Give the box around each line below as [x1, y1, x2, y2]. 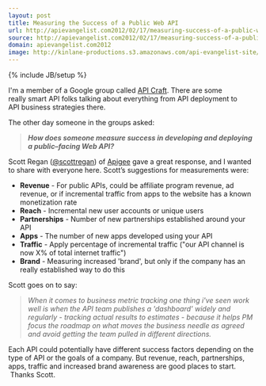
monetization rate [19, 197, 78, 207]
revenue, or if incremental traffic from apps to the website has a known [19, 189, 252, 198]
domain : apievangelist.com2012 [8, 41, 112, 49]
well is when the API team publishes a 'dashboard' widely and [27, 304, 231, 313]
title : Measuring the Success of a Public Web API [8, 19, 179, 27]
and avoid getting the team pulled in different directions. [27, 330, 212, 338]
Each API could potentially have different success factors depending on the [8, 345, 254, 354]
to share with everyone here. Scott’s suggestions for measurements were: [8, 166, 249, 174]
